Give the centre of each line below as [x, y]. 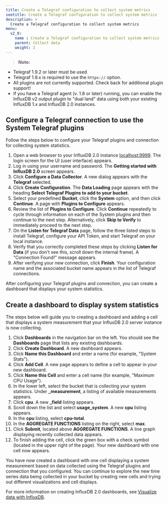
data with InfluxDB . [25, 497]
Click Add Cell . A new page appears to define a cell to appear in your [85, 365]
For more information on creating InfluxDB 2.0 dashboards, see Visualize [81, 492]
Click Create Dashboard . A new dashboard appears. [68, 348]
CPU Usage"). [27, 381]
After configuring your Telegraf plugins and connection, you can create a [82, 284]
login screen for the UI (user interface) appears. [63, 161]
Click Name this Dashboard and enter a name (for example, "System [85, 354]
